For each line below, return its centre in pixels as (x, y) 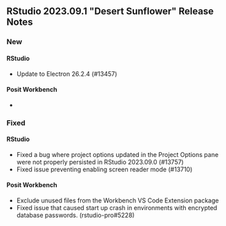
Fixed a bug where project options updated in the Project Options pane (117, 154)
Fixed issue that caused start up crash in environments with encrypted (117, 208)
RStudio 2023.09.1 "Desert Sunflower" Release (110, 11)
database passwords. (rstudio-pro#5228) (76, 215)
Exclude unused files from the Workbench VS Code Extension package (117, 200)
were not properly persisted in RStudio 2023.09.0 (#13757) (100, 162)
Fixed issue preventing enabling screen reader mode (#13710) (104, 169)
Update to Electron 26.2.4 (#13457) (67, 74)
